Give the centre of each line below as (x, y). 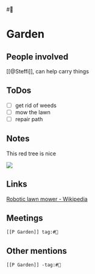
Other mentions (37, 251)
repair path (29, 119)
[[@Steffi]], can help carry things (48, 71)
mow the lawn (33, 112)
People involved (37, 57)
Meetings (25, 218)
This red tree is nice (31, 154)
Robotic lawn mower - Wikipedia (47, 199)
